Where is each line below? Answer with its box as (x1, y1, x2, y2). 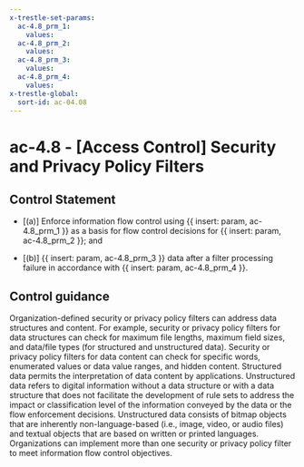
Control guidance (9, 288, 111, 304)
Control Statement (9, 191, 116, 207)
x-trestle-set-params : (9, 13, 95, 23)
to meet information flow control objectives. (9, 448, 172, 459)
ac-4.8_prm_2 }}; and (22, 235, 103, 246)
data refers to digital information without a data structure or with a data (9, 380, 275, 391)
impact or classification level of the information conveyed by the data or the (9, 400, 292, 411)
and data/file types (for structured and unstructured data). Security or (9, 342, 270, 353)
